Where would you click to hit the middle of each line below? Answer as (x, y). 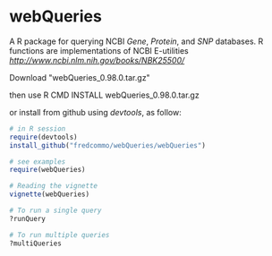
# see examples (38, 162)
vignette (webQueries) (50, 194)
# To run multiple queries (59, 235)
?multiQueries (36, 243)
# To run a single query (55, 211)
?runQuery (28, 218)
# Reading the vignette (54, 186)
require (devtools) (43, 137)
